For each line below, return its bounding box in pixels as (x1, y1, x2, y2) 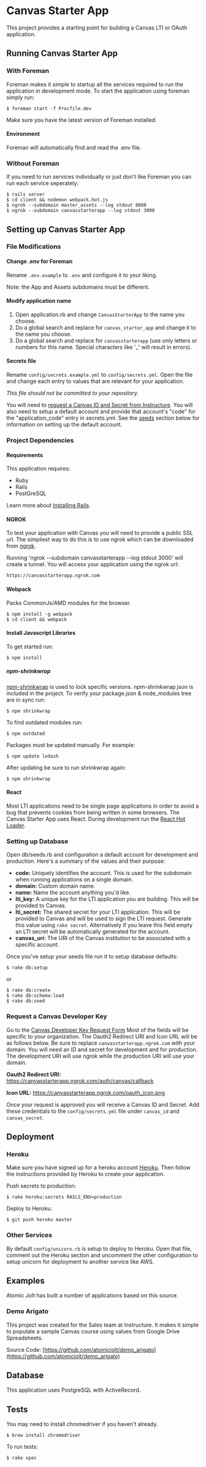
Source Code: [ (6, 1346, 45, 1353)
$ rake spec (6, 1455, 37, 1461)
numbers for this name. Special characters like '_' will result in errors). (15, 343, 192, 351)
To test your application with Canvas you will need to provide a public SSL (6, 529, 193, 537)
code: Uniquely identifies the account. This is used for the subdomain (15, 870, 192, 877)
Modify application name (6, 297, 72, 305)
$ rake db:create (6, 987, 51, 993)
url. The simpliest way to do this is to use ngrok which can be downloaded (6, 536, 194, 543)
